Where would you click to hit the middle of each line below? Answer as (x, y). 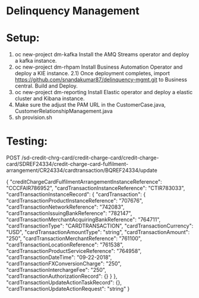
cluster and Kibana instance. (50, 98)
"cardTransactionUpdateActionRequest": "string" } (68, 289)
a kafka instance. (36, 61)
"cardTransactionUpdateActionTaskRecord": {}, (64, 283)
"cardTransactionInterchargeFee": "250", (56, 270)
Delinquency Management (73, 11)
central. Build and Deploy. (46, 86)
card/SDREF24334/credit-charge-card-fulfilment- (67, 164)
